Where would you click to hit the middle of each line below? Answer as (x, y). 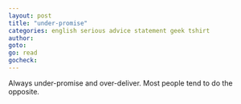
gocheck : (23, 61)
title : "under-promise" (48, 23)
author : (21, 38)
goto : (17, 46)
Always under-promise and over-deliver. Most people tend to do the (120, 83)
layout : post (30, 16)
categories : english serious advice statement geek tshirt (109, 30)
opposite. (24, 91)
